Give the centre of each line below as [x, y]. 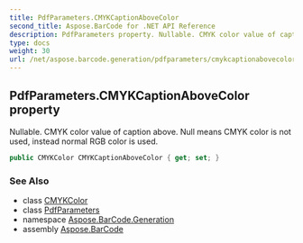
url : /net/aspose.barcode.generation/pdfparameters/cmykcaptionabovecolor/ [155, 59]
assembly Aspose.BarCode [73, 229]
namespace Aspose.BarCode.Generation [98, 219]
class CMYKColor [55, 200]
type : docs [30, 43]
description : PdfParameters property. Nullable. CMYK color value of [143, 34]
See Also [29, 181]
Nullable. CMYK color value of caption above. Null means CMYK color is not [150, 131]
